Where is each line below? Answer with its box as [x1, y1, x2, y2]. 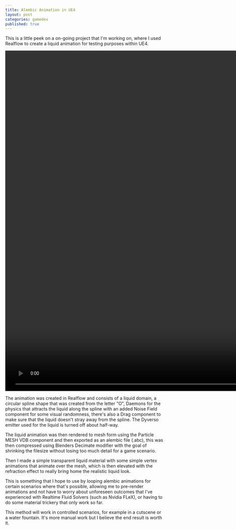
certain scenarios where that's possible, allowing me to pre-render [5, 484, 144, 490]
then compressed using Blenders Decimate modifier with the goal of [5, 442, 147, 449]
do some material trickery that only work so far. [5, 500, 103, 506]
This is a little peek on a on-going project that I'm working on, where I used [5, 35, 161, 41]
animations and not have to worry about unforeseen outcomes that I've [5, 489, 153, 495]
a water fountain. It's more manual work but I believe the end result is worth [5, 515, 162, 521]
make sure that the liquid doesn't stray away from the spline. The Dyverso [5, 417, 159, 423]
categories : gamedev [5, 17, 49, 22]
